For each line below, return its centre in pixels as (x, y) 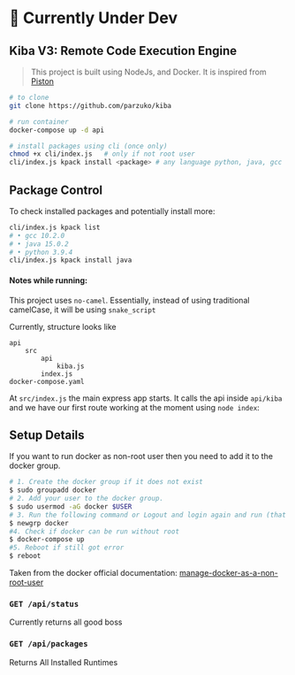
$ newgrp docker (39, 523)
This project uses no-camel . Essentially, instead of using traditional (129, 300)
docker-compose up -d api (57, 130)
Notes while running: (49, 280)
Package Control (56, 190)
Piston (42, 81)
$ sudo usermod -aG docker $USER (71, 506)
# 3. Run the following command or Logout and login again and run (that (148, 515)
